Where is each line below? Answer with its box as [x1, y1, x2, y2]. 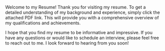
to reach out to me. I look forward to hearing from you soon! [5, 40, 129, 46]
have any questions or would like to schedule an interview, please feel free [5, 35, 159, 41]
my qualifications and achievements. [5, 20, 81, 26]
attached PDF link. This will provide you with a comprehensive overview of [5, 15, 159, 20]
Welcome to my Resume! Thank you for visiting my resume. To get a [5, 4, 146, 10]
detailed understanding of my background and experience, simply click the [5, 9, 160, 15]
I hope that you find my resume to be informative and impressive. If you [5, 30, 153, 35]
